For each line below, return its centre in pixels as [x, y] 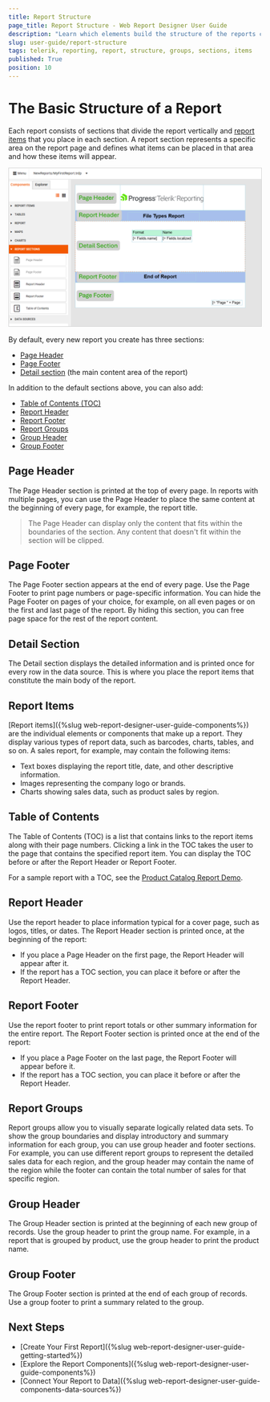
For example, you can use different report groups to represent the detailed [131, 1153]
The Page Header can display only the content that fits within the [135, 523]
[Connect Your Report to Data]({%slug [83, 1380]
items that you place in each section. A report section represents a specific [132, 139]
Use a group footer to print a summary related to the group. [106, 1302]
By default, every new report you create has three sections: [106, 339]
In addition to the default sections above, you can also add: [106, 387]
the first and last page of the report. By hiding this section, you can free [126, 610]
